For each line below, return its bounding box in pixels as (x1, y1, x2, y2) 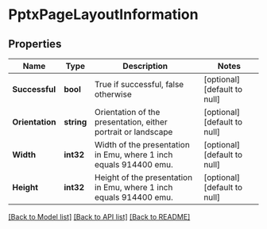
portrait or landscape (94, 127, 173, 137)
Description (122, 61, 168, 71)
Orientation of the (94, 107, 161, 117)
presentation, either (94, 116, 168, 128)
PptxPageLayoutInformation (8, 6, 199, 24)
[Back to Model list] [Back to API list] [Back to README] (8, 212, 191, 221)
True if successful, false (94, 79, 184, 90)
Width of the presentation (94, 139, 191, 150)
